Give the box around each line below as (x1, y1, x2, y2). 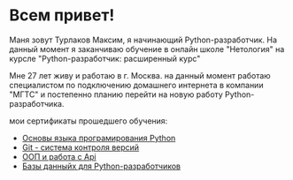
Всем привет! (9, 5, 115, 26)
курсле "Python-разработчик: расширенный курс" (9, 53, 201, 64)
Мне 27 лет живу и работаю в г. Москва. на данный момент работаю (9, 70, 272, 80)
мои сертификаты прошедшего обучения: (9, 116, 168, 126)
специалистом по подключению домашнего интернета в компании (9, 79, 264, 90)
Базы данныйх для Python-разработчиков (21, 161, 181, 171)
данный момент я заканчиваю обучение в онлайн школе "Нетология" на (9, 43, 285, 54)
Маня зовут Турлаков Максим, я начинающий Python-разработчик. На (9, 34, 277, 45)
